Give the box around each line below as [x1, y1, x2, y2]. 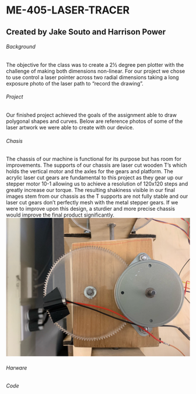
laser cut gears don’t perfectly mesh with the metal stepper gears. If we [6, 199, 178, 206]
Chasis [6, 137, 23, 144]
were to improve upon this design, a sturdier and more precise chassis [6, 205, 175, 213]
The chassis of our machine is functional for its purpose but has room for [6, 156, 182, 163]
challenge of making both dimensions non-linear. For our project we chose [6, 67, 185, 74]
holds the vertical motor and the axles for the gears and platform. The [6, 168, 173, 175]
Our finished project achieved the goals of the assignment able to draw [6, 111, 177, 118]
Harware [6, 364, 27, 371]
